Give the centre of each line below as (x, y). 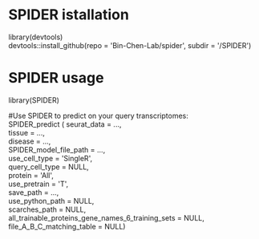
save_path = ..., (34, 192)
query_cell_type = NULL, (49, 167)
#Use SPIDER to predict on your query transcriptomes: (98, 115)
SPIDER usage (56, 78)
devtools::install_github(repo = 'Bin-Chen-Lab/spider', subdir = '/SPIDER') (130, 45)
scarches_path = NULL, (47, 209)
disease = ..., (30, 141)
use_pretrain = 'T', (38, 184)
